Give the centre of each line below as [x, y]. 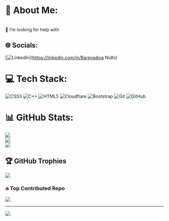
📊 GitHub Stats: [39, 117]
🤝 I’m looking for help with [32, 29]
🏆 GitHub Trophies [36, 161]
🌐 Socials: [22, 46]
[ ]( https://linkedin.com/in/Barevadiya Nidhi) [61, 57]
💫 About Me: [32, 10]
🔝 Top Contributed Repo [35, 188]
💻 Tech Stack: [36, 79]
